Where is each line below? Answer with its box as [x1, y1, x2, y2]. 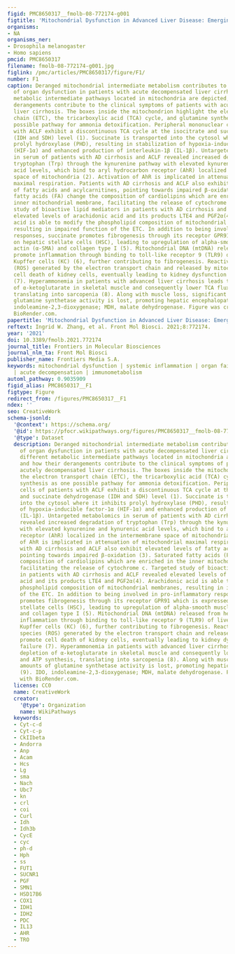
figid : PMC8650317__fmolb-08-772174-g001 [7, 10, 130, 18]
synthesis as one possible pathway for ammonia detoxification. [20, 480, 211, 487]
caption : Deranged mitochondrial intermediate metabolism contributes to [7, 82, 227, 89]
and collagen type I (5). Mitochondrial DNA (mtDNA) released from [20, 610, 220, 617]
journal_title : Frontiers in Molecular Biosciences [7, 343, 161, 350]
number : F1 [7, 75, 39, 83]
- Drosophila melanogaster [7, 43, 86, 50]
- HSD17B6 [13, 891, 42, 898]
